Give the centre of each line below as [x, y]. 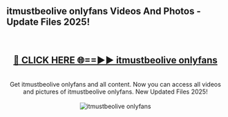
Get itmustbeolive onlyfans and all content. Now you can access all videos [115, 84]
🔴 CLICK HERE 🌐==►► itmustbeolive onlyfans [115, 60]
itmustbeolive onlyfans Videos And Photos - [104, 11]
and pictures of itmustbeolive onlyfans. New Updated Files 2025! [115, 92]
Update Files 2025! [48, 22]
